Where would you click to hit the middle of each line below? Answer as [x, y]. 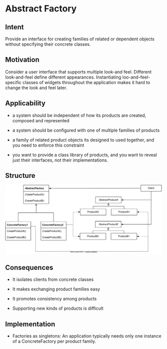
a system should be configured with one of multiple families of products [86, 130]
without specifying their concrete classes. [48, 44]
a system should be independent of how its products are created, [79, 115]
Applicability [25, 103]
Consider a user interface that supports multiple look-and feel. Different [78, 72]
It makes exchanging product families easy [56, 289]
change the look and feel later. [36, 87]
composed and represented [41, 120]
